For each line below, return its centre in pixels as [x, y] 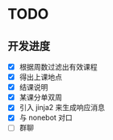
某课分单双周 [40, 97]
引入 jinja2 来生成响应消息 [62, 108]
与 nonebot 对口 [46, 117]
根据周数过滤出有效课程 [58, 67]
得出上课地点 [40, 77]
